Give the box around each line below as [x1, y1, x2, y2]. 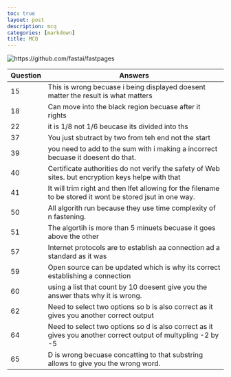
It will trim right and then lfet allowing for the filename [47, 183, 220, 193]
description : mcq [7, 23, 57, 30]
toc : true [7, 10, 36, 17]
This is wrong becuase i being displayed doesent [47, 82, 206, 92]
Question [10, 71, 41, 80]
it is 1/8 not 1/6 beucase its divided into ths [47, 122, 188, 131]
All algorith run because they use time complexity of [47, 203, 217, 213]
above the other [47, 231, 100, 241]
